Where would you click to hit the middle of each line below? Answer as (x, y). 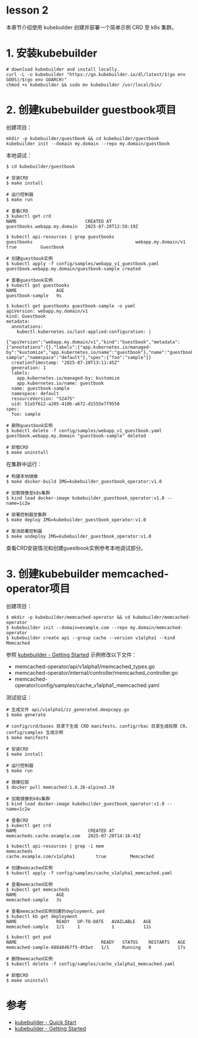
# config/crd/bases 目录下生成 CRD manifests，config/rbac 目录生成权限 (92, 726)
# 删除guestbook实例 (29, 425)
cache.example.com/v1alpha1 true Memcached (80, 856)
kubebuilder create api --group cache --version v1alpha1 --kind (93, 638)
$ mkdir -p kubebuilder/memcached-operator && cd (68, 617)
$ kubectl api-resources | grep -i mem (55, 846)
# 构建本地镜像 (22, 476)
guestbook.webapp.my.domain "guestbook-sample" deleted (76, 436)
